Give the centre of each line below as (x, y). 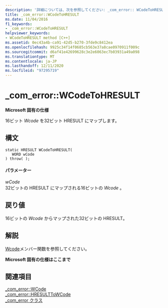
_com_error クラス (24, 300)
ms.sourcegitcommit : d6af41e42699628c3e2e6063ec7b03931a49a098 (72, 52)
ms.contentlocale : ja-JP (31, 61)
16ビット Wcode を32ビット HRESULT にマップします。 (62, 121)
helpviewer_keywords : (28, 33)
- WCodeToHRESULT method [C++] (38, 38)
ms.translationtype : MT (30, 57)
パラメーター (18, 170)
